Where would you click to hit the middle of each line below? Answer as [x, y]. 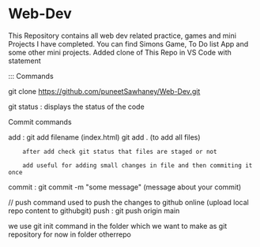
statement [24, 61]
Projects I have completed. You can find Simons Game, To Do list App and [128, 43]
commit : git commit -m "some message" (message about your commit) [125, 187]
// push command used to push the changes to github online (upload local [128, 202]
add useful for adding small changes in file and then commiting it [138, 165]
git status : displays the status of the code [76, 107]
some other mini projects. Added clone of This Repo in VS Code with [120, 52]
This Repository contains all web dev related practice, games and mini [122, 36]
